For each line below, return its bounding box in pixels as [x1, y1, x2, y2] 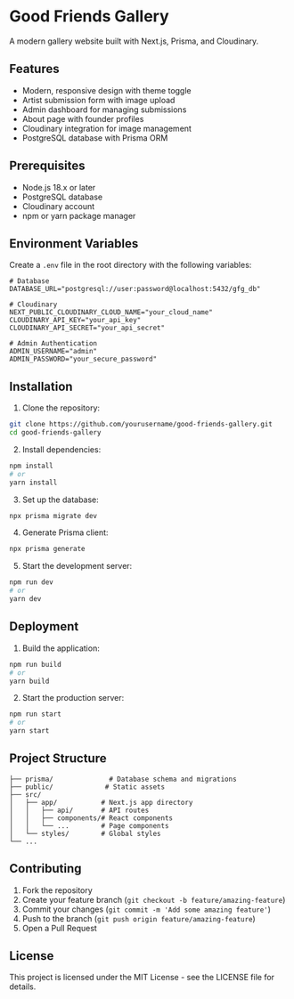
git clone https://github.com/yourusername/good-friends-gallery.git [9, 420, 274, 429]
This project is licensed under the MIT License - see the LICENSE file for [9, 972, 274, 983]
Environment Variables [9, 236, 139, 251]
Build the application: [21, 643, 100, 654]
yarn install [9, 478, 58, 487]
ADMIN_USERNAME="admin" [9, 347, 98, 356]
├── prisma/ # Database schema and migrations [9, 775, 238, 784]
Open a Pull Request [21, 922, 98, 933]
